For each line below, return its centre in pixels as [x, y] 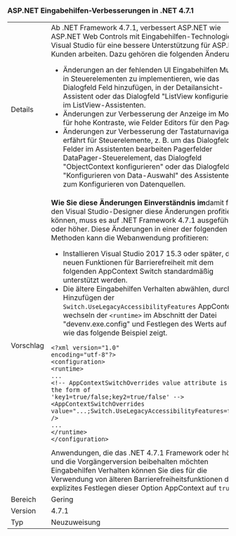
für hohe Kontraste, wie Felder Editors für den [138, 123]
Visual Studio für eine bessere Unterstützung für [131, 46]
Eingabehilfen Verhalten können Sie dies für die [129, 471]
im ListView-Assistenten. [104, 106]
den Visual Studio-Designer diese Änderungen [128, 212]
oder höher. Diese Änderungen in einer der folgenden [139, 229]
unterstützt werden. [95, 280]
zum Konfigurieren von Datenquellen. [124, 184]
